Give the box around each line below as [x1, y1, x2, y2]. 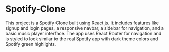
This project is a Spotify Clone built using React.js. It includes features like [5, 20, 159, 26]
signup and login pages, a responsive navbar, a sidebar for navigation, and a [5, 25, 164, 31]
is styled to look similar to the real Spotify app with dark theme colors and [5, 36, 158, 42]
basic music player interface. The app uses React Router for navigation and [5, 30, 162, 36]
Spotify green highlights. [5, 41, 57, 47]
